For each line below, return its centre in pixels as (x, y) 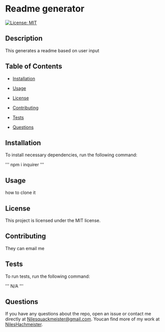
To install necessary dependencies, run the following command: (71, 155)
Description (24, 38)
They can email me (25, 248)
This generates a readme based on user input (52, 50)
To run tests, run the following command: (48, 276)
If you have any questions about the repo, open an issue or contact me (78, 314)
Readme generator (45, 9)
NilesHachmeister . (24, 324)
